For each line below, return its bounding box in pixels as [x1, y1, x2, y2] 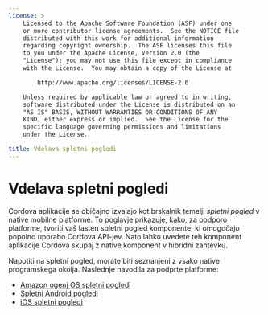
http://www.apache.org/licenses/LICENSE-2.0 [37, 78, 189, 87]
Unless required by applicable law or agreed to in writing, [23, 93, 232, 101]
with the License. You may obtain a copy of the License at [23, 64, 232, 72]
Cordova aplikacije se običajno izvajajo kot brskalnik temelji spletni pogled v [8, 206, 260, 215]
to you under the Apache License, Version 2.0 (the [23, 49, 200, 57]
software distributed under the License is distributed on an [23, 100, 236, 108]
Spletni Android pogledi [19, 288, 98, 298]
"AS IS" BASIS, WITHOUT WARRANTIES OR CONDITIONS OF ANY [23, 108, 218, 117]
